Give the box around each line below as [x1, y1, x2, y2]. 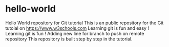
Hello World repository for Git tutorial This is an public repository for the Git [5, 20, 164, 26]
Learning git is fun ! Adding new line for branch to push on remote [5, 30, 144, 36]
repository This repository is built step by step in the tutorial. [5, 36, 133, 42]
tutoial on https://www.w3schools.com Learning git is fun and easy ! [5, 25, 150, 31]
